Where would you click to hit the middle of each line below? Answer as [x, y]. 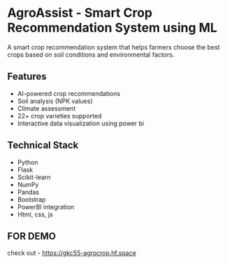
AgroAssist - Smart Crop [80, 13]
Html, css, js [35, 214]
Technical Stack [43, 145]
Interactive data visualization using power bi [81, 123]
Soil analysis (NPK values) [55, 101]
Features [27, 77]
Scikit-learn [34, 177]
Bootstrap [31, 199]
